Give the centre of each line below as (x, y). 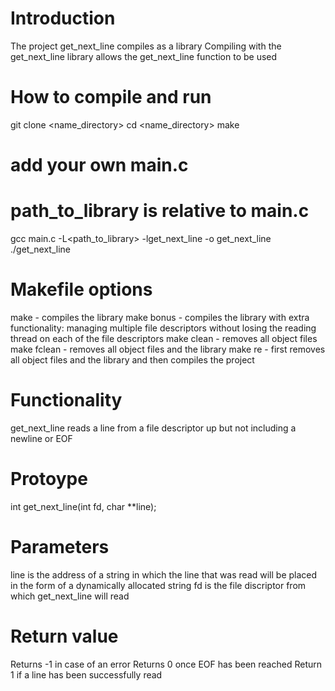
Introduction (63, 18)
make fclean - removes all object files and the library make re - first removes (168, 349)
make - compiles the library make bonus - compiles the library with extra (160, 317)
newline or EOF (41, 438)
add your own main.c (99, 165)
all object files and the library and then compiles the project (132, 359)
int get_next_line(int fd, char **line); (83, 506)
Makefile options (81, 289)
